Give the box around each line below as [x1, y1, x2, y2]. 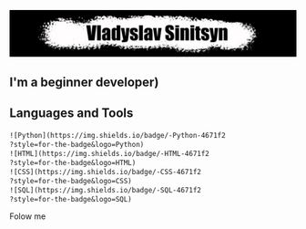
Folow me [9, 211, 46, 222]
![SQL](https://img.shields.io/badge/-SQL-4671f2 [9, 185, 202, 194]
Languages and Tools [9, 106, 134, 121]
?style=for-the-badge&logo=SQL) [9, 194, 132, 203]
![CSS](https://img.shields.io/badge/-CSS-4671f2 [9, 167, 202, 176]
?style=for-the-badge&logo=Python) [9, 140, 145, 149]
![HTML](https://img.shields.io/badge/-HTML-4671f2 [9, 149, 209, 158]
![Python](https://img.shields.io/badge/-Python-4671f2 [9, 130, 226, 140]
